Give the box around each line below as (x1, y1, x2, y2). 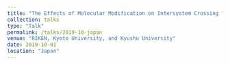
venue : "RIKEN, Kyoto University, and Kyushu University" (7, 35, 176, 42)
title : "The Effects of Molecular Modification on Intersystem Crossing (7, 9, 219, 17)
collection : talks (7, 16, 60, 23)
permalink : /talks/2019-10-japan (7, 28, 103, 36)
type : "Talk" (7, 22, 44, 29)
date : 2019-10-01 (7, 41, 57, 48)
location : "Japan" (7, 48, 60, 55)
